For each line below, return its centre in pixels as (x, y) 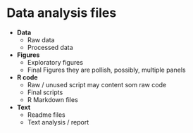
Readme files (46, 115)
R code (27, 77)
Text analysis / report (58, 122)
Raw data (41, 39)
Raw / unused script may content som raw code (97, 84)
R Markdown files (52, 99)
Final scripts (45, 92)
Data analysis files (62, 13)
